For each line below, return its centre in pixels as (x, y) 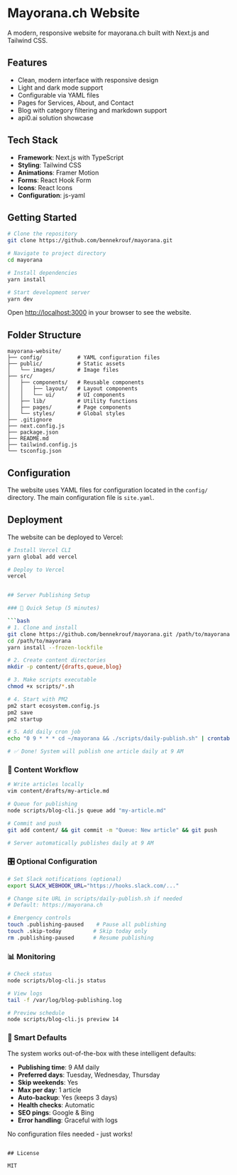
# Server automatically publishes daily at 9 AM (81, 843)
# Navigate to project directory (57, 254)
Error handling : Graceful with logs (68, 1120)
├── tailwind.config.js (43, 445)
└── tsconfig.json (34, 451)
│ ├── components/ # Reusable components (76, 382)
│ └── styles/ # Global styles (66, 414)
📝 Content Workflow (43, 769)
